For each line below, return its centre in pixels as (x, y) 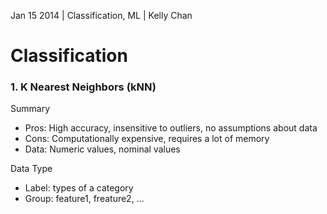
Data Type (31, 169)
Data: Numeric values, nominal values (102, 149)
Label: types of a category (79, 188)
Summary (30, 109)
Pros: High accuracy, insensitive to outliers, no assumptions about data (171, 128)
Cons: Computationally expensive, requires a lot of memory (147, 139)
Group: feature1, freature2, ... (84, 199)
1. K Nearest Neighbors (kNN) (83, 87)
